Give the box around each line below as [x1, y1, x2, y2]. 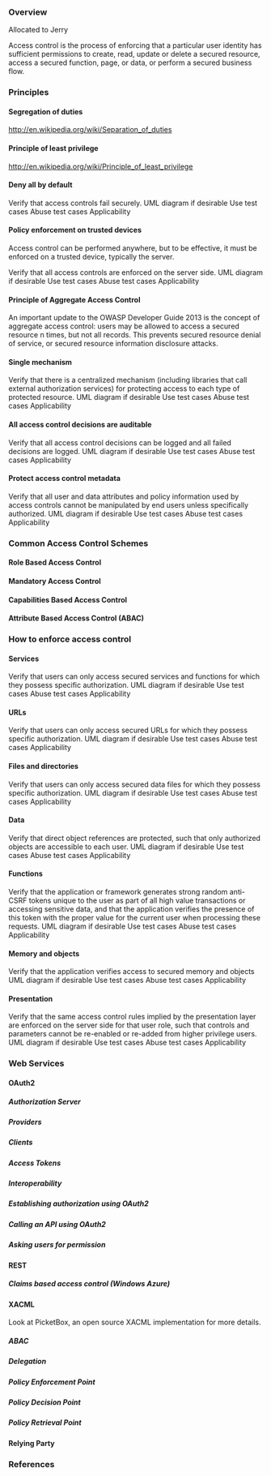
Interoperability [8, 1178, 62, 1188]
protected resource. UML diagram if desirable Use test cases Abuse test [8, 393, 249, 402]
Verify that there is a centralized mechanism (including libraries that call [8, 375, 248, 385]
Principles [8, 87, 49, 98]
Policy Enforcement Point [8, 1377, 95, 1387]
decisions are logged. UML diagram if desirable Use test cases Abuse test [8, 446, 256, 456]
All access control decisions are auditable [8, 420, 152, 430]
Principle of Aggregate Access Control [8, 294, 141, 304]
